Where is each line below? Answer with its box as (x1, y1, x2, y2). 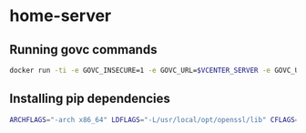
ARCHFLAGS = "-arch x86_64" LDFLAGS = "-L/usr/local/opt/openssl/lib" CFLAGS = (9, 115, 300, 124)
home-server (9, 5, 112, 26)
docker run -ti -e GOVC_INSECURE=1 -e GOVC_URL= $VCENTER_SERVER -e (9, 66, 271, 75)
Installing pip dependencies (9, 91, 170, 107)
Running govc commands (9, 42, 158, 57)
